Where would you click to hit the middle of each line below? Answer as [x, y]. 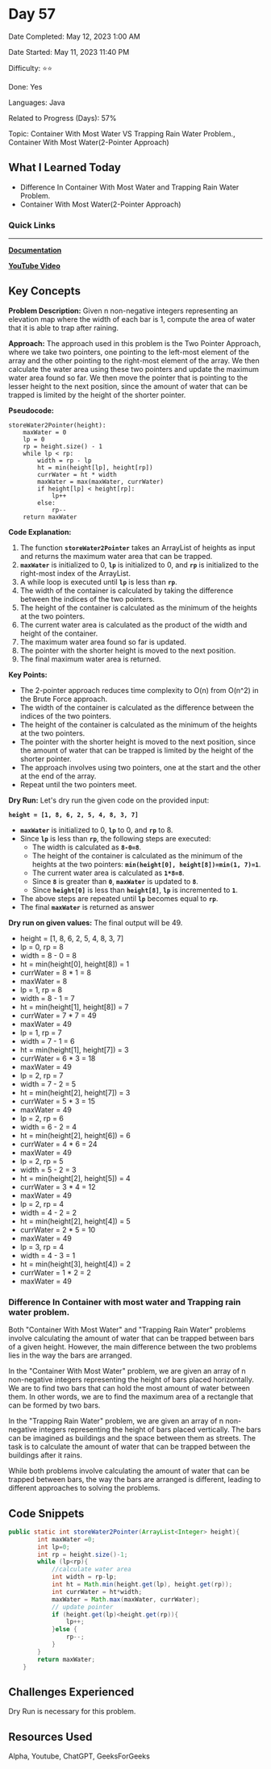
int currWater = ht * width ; [97, 1592]
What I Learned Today [65, 167]
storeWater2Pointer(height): [57, 425]
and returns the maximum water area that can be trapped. [116, 556]
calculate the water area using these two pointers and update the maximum [134, 369]
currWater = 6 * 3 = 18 [58, 1058]
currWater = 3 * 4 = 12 [58, 1187]
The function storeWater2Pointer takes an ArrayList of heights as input [138, 547]
